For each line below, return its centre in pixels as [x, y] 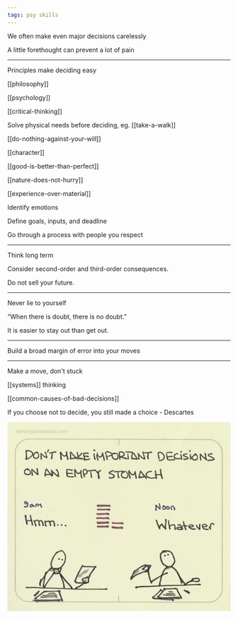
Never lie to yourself [37, 303]
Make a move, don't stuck [45, 371]
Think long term [30, 255]
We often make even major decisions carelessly [77, 36]
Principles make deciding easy [52, 70]
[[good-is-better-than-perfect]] [53, 166]
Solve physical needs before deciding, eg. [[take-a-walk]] [91, 125]
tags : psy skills [33, 15]
